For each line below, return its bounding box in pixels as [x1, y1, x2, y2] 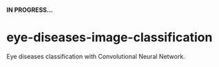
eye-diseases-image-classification [6, 30, 213, 45]
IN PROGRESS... [6, 6, 53, 14]
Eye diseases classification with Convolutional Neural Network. [6, 52, 185, 60]
